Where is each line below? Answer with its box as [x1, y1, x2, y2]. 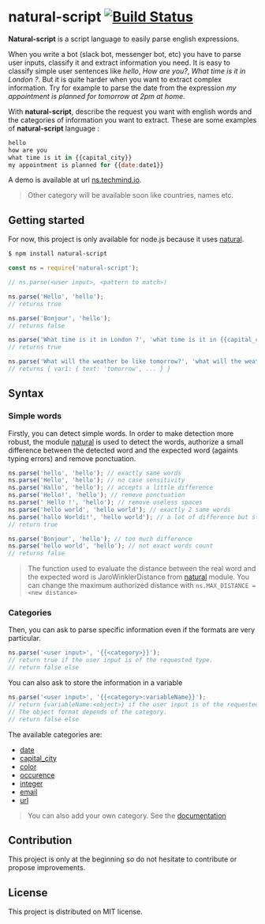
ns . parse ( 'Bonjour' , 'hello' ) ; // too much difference [8, 535, 192, 543]
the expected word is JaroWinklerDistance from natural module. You [27, 572, 250, 581]
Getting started [8, 214, 85, 227]
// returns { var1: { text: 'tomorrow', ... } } [8, 365, 171, 373]
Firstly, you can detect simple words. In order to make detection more [8, 428, 234, 438]
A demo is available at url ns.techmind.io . [8, 175, 142, 185]
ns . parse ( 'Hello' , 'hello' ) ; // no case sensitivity [8, 476, 185, 484]
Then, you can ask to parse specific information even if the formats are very [8, 625, 256, 634]
